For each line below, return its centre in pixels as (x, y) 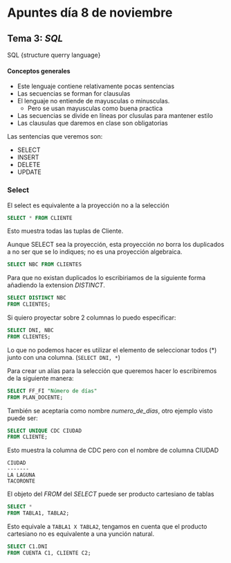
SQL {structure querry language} (54, 55)
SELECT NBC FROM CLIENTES (44, 265)
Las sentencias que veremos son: (55, 137)
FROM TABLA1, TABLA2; (38, 513)
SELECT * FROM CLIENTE (40, 218)
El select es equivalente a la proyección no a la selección (88, 205)
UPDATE (29, 172)
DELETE (29, 165)
